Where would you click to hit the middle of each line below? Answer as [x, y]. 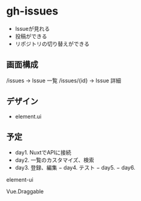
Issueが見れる [32, 28]
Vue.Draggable [25, 191]
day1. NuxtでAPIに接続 [43, 153]
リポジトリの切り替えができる [52, 44]
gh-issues [32, 11]
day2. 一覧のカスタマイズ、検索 [54, 160]
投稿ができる [31, 36]
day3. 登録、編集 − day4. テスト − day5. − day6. [75, 168]
